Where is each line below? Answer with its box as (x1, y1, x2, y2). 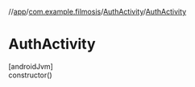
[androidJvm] (8, 61, 54, 71)
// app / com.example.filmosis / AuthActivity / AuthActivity (8, 7, 187, 16)
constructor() (8, 70, 52, 80)
